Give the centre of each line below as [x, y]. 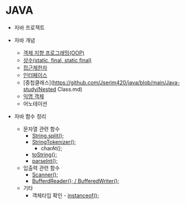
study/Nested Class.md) [53, 89]
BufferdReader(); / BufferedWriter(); [75, 181]
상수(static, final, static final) [57, 60]
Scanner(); [45, 174]
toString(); [44, 154]
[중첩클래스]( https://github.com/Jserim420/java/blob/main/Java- [101, 82]
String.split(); [48, 135]
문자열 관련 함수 [41, 129]
